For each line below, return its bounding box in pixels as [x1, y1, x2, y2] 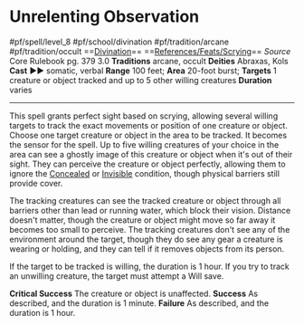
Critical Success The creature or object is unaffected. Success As [9, 288, 259, 299]
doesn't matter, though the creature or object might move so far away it [9, 215, 276, 225]
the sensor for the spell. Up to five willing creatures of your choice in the [9, 139, 280, 150]
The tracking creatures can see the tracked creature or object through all [9, 195, 281, 206]
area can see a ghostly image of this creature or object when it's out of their [9, 148, 293, 159]
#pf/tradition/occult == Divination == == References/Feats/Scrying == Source [9, 45, 291, 56]
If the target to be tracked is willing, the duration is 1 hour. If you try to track [9, 261, 290, 272]
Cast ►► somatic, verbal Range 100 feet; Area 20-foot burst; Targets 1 [9, 65, 278, 76]
